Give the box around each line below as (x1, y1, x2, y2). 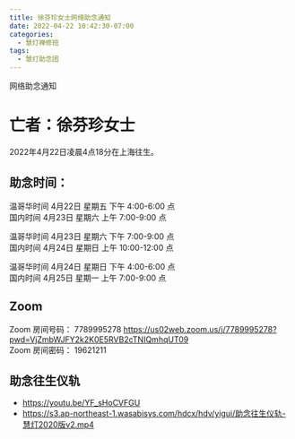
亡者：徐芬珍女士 (9, 116, 136, 135)
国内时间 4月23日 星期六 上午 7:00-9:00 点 (9, 211, 167, 222)
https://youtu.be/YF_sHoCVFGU (22, 398, 141, 409)
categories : (9, 30, 54, 39)
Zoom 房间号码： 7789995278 (9, 323, 122, 334)
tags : (9, 47, 30, 56)
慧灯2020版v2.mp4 (22, 419, 94, 430)
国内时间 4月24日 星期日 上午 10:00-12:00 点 (9, 242, 174, 253)
